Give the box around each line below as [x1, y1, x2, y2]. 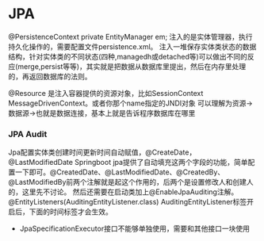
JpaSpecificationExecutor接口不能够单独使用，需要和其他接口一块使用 [19, 224, 250, 234]
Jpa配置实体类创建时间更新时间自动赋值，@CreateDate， [8, 147, 197, 157]
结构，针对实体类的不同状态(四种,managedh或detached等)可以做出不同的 [8, 52, 248, 61]
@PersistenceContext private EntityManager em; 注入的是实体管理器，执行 [8, 32, 253, 41]
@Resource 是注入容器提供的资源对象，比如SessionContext [8, 88, 204, 98]
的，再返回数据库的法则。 [8, 71, 92, 81]
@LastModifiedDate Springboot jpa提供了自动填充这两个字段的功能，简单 [8, 158, 248, 167]
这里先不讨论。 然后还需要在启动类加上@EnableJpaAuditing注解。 [21, 187, 239, 197]
